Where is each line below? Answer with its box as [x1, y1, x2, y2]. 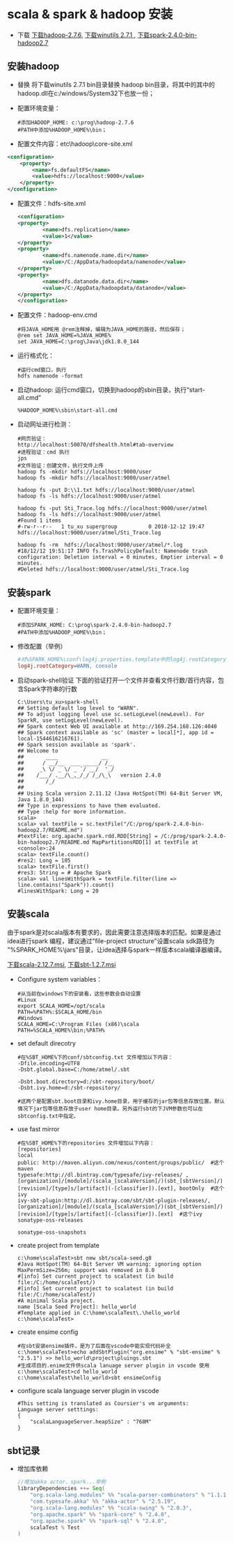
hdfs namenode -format [17, 373, 83, 380]
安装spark [7, 587, 51, 598]
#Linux [17, 996, 37, 1003]
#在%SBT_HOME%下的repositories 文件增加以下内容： [17, 1140, 155, 1147]
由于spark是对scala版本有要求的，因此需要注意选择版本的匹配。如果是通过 [7, 928, 221, 936]
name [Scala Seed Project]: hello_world [17, 1303, 136, 1310]
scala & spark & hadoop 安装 [7, 6, 173, 22]
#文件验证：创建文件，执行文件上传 [17, 463, 104, 470]
